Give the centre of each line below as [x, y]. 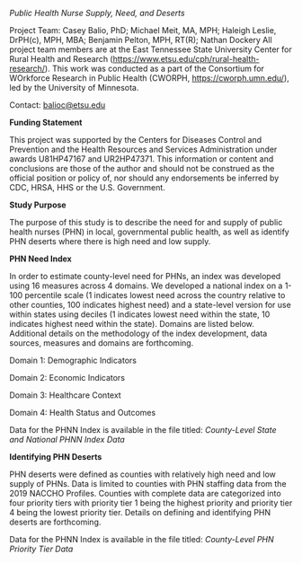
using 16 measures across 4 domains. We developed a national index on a [146, 286]
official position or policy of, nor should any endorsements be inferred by [144, 178]
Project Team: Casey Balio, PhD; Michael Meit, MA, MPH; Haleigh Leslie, [143, 30]
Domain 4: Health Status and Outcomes [83, 413]
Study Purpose [38, 205]
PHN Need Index [40, 259]
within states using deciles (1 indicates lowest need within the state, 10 [140, 314]
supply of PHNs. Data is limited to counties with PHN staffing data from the [148, 484]
